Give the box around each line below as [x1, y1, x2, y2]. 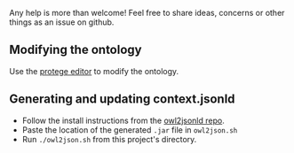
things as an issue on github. [9, 17, 115, 27]
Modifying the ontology [9, 42, 142, 57]
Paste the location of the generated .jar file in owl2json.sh [21, 124, 238, 135]
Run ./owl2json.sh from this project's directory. [21, 134, 197, 144]
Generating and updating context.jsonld [9, 92, 235, 107]
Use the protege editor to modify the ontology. [9, 65, 179, 76]
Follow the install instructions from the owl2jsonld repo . [21, 115, 225, 126]
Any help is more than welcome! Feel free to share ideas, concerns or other [9, 8, 285, 18]
